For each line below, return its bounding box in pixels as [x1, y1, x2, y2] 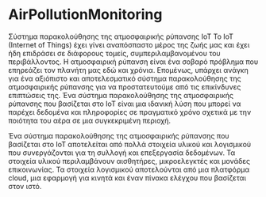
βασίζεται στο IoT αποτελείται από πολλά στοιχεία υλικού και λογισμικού [8, 139, 252, 149]
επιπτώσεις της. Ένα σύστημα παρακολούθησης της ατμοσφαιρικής [8, 90, 234, 100]
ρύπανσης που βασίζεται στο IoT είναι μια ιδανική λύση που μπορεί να [8, 99, 241, 108]
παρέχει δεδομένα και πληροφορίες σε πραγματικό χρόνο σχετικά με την [8, 107, 252, 116]
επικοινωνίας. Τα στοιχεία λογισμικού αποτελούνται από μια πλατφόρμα [8, 165, 250, 174]
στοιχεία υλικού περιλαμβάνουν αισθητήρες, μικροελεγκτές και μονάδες [8, 156, 251, 165]
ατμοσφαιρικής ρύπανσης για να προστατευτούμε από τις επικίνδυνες [8, 81, 241, 92]
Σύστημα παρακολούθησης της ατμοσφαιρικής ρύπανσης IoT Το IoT [8, 32, 234, 41]
